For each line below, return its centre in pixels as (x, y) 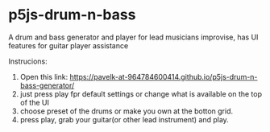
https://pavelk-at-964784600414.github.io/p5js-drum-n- (164, 76)
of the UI (35, 102)
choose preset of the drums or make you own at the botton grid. (127, 111)
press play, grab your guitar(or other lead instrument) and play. (125, 119)
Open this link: (44, 76)
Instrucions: (28, 61)
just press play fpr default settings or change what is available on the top (141, 93)
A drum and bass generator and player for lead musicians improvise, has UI (133, 37)
